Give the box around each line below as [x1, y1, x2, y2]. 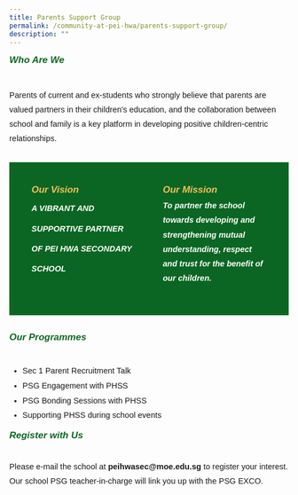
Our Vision [31, 184, 80, 196]
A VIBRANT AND [31, 203, 95, 214]
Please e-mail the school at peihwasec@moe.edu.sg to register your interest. [9, 461, 288, 471]
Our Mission [162, 184, 218, 196]
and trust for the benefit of [162, 258, 263, 269]
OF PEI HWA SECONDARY [31, 243, 133, 254]
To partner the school [162, 200, 246, 211]
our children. [162, 272, 212, 283]
